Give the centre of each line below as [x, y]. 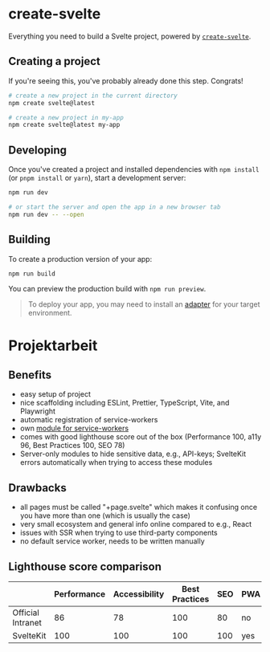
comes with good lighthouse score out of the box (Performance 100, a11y [141, 437]
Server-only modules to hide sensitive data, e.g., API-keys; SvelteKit [133, 454]
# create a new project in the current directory [93, 96]
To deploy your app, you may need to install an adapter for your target [144, 304]
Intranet [27, 623]
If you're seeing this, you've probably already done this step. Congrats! [126, 80]
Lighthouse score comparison [85, 566]
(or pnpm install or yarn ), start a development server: [97, 178]
